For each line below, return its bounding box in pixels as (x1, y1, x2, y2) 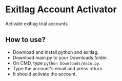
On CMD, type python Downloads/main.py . (12, 60, 101, 66)
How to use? (5, 35, 46, 44)
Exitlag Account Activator (5, 4, 117, 15)
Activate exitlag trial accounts (5, 21, 68, 27)
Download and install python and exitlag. (12, 49, 99, 55)
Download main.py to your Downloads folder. (12, 54, 108, 60)
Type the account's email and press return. (12, 65, 104, 71)
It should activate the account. (12, 71, 77, 77)
